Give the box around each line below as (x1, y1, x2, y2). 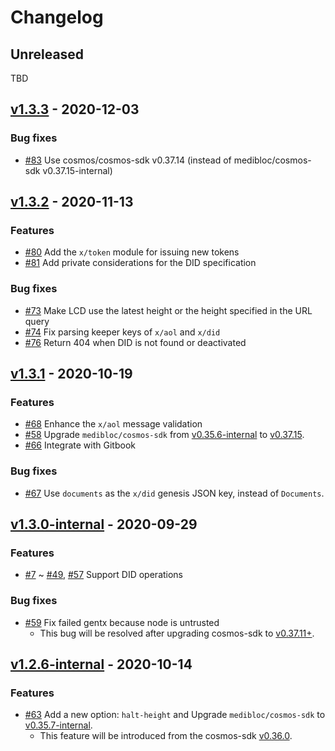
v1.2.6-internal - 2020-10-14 (10, 656, 193, 673)
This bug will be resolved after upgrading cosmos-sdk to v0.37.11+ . (39, 627, 315, 639)
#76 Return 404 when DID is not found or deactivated (24, 336, 247, 348)
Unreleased (10, 46, 85, 63)
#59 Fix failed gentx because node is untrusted (24, 616, 220, 628)
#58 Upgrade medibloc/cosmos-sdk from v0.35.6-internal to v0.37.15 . (24, 429, 305, 441)
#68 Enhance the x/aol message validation (24, 418, 203, 430)
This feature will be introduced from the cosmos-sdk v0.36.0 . (39, 730, 293, 742)
